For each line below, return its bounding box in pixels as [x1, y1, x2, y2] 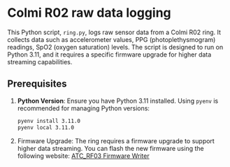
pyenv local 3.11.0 [17, 124, 75, 131]
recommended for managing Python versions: [17, 103, 150, 112]
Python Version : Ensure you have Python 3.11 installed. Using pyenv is [17, 96, 219, 105]
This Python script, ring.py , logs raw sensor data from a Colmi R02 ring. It [7, 28, 222, 36]
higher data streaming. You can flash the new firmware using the [17, 144, 204, 152]
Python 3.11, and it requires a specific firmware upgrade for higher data [7, 50, 212, 59]
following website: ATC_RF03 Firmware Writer [17, 152, 150, 160]
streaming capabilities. [7, 57, 73, 66]
